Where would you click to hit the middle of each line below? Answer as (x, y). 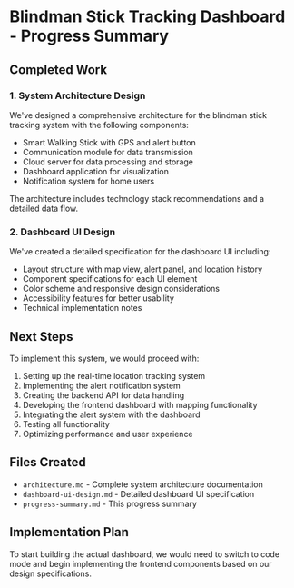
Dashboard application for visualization (96, 171)
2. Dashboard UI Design (63, 232)
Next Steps (41, 337)
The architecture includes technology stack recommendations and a (137, 198)
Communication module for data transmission (108, 152)
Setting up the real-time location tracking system (114, 375)
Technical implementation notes (82, 308)
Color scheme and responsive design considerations (121, 289)
